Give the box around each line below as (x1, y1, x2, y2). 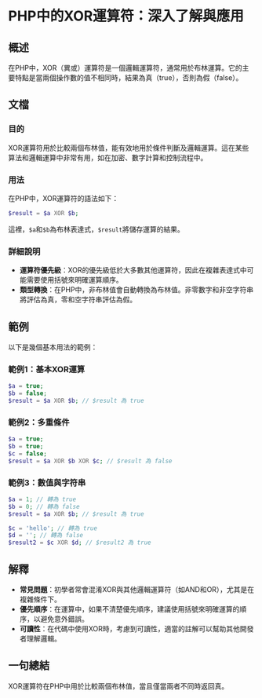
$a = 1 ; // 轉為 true (8, 495, 77, 503)
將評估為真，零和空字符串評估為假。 (19, 295, 137, 305)
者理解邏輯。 (19, 634, 61, 644)
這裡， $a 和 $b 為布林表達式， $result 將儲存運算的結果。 (8, 225, 184, 234)
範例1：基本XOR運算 (8, 364, 86, 375)
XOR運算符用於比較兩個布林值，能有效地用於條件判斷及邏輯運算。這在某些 (8, 143, 249, 152)
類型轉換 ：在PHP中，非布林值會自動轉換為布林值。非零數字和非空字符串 (19, 285, 254, 294)
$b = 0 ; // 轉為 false (8, 502, 80, 510)
